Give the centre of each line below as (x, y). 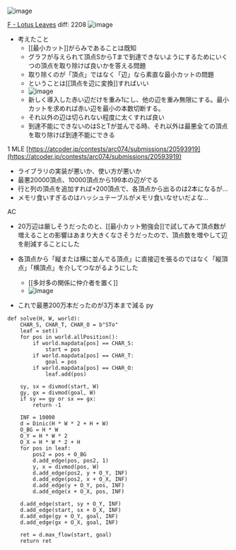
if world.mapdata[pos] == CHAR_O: (83, 368)
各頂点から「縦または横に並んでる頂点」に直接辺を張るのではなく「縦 (120, 259)
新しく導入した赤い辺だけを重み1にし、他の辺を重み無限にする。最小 (129, 100)
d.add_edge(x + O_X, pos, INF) (79, 491)
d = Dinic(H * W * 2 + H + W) (65, 424)
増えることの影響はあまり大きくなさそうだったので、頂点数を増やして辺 (123, 235)
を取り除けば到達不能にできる (71, 135)
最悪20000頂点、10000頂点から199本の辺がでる (88, 180)
